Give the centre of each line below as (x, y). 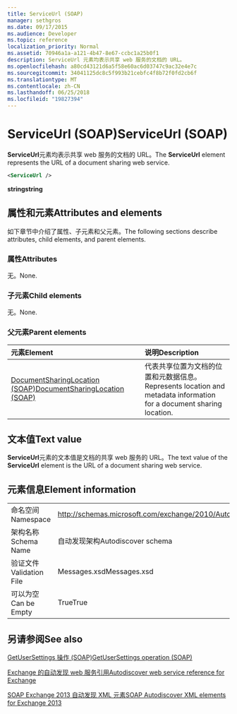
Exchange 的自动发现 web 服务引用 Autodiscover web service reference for (116, 672)
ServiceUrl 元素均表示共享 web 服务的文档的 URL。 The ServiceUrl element (116, 154)
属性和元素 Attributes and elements (85, 213)
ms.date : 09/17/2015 (38, 27)
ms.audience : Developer (42, 34)
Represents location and (185, 386)
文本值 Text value (45, 439)
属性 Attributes (32, 258)
